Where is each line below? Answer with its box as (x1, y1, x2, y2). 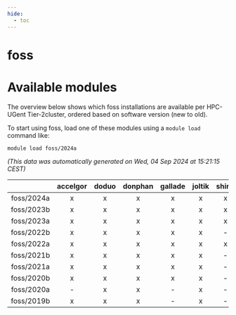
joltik (192, 181, 209, 191)
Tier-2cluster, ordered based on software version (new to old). (27, 110, 208, 118)
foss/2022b (11, 227, 51, 237)
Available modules (7, 79, 117, 95)
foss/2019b (11, 296, 51, 306)
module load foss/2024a (7, 145, 77, 152)
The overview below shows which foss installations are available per (7, 103, 206, 111)
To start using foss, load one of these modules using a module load (7, 124, 201, 132)
